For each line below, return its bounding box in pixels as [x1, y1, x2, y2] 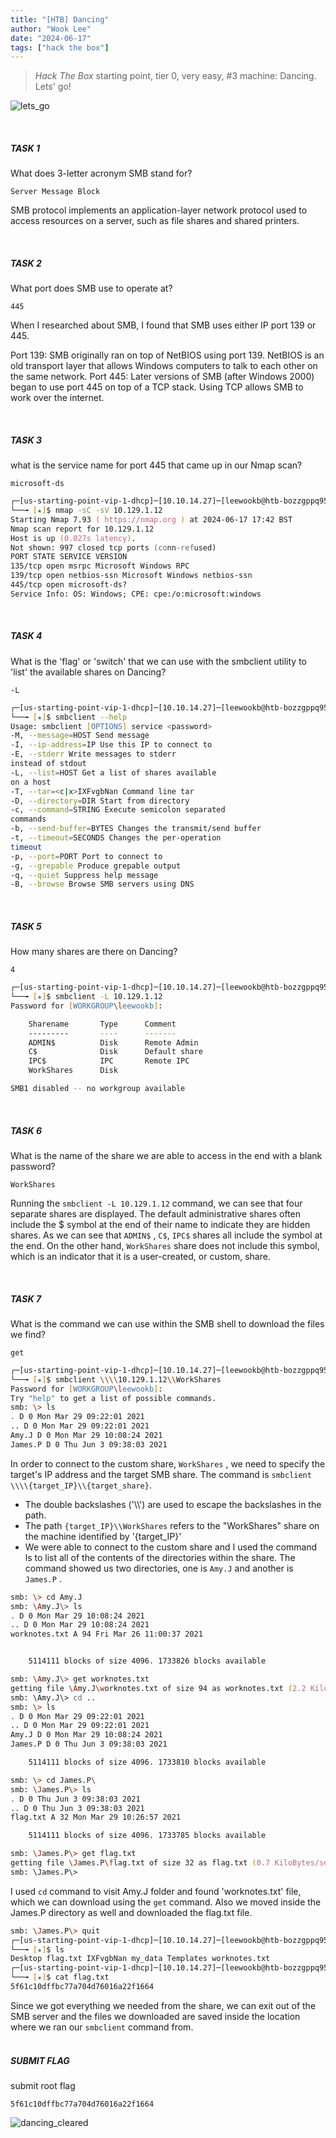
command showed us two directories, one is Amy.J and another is [24, 1562, 294, 1574]
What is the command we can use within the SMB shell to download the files [10, 1317, 325, 1330]
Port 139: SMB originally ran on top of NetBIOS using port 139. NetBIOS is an [10, 349, 325, 361]
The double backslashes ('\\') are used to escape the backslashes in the [24, 1498, 322, 1510]
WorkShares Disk [28, 1066, 118, 1076]
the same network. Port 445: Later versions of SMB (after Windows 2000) [10, 371, 315, 383]
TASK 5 [10, 920, 42, 932]
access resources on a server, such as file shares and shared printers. [10, 215, 300, 227]
